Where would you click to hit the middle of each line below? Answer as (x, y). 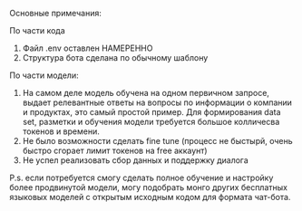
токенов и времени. (61, 131)
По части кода (37, 30)
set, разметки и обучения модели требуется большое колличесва (151, 122)
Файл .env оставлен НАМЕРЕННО (88, 48)
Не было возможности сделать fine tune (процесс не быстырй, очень (157, 141)
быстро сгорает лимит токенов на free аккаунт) (115, 150)
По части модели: (44, 75)
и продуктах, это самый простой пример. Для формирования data (151, 112)
